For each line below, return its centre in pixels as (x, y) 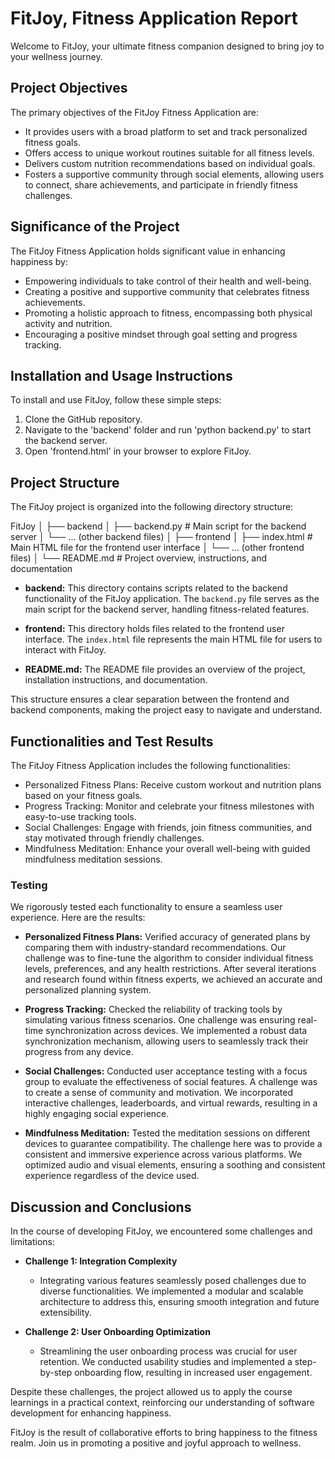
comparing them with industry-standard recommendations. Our (155, 948)
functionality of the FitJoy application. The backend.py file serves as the (172, 599)
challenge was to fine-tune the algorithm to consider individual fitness (169, 958)
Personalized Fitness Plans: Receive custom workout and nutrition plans (173, 785)
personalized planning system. (88, 990)
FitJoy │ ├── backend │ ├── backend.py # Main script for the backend (158, 526)
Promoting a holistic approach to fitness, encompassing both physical (168, 313)
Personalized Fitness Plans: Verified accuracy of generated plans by (167, 937)
